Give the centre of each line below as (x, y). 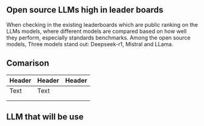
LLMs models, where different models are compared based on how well (97, 31)
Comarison (28, 63)
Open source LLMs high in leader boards (85, 10)
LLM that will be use (45, 117)
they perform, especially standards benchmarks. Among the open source (99, 37)
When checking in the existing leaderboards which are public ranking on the (102, 24)
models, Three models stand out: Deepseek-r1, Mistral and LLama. (90, 44)
